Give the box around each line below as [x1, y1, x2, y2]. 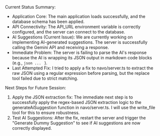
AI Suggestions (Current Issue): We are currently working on [12, 34, 133, 40]
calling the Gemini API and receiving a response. [12, 45, 109, 50]
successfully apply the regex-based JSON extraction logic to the [12, 100, 142, 105]
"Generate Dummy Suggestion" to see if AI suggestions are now [12, 120, 141, 126]
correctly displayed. [12, 125, 52, 131]
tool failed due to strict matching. [12, 75, 79, 81]
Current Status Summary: [5, 4, 56, 10]
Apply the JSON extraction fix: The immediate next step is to [12, 94, 133, 100]
